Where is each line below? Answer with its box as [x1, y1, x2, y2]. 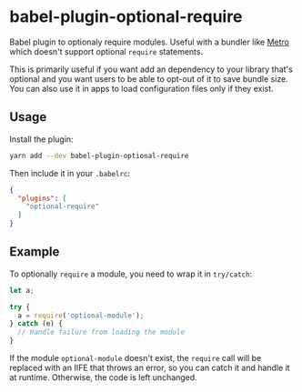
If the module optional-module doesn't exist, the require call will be [9, 353, 262, 364]
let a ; [9, 286, 35, 295]
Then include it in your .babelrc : [9, 167, 130, 178]
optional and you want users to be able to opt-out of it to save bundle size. [9, 73, 288, 84]
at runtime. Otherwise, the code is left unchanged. [9, 372, 197, 383]
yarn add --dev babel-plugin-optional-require [9, 151, 189, 160]
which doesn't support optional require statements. [9, 45, 203, 56]
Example [9, 244, 60, 260]
